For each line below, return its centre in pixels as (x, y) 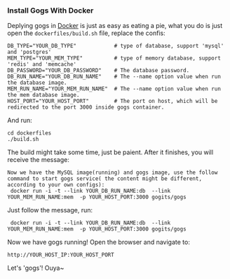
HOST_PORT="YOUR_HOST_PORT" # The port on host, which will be (113, 101)
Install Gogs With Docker (50, 11)
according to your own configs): (56, 185)
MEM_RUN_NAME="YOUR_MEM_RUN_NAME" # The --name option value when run (114, 89)
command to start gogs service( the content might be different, (104, 179)
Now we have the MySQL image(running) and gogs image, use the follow (113, 173)
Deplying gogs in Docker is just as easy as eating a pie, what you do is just (115, 26)
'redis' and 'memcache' (42, 64)
